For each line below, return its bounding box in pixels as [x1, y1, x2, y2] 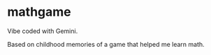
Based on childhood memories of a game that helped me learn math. [7, 40, 205, 48]
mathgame [7, 4, 71, 20]
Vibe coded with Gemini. [7, 27, 78, 35]
